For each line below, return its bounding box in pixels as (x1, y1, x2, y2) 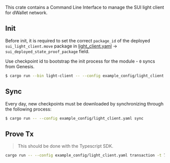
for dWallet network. (5, 10, 48, 16)
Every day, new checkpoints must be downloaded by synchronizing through (5, 100, 163, 106)
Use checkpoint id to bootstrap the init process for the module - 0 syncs (5, 58, 155, 64)
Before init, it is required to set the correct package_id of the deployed (5, 37, 150, 43)
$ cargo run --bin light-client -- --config (5, 73, 101, 78)
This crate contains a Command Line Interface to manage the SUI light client (5, 5, 164, 10)
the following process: (5, 106, 52, 112)
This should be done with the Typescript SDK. (17, 143, 114, 149)
